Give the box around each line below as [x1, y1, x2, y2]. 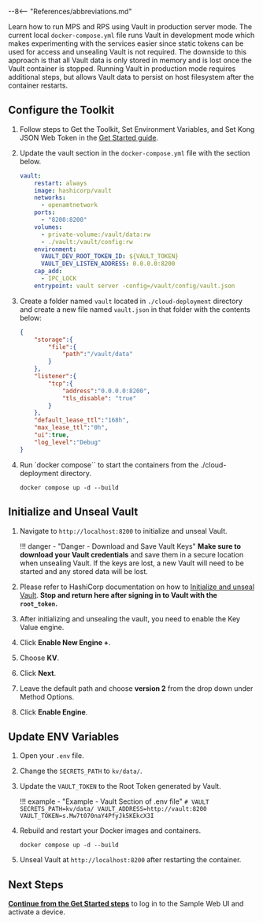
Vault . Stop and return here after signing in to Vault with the [19, 590, 218, 599]
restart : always [34, 179, 87, 187]
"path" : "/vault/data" [61, 351, 133, 358]
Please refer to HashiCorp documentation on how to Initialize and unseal [19, 582, 254, 591]
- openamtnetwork [40, 201, 98, 209]
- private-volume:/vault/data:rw [40, 231, 151, 238]
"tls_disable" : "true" [61, 394, 137, 402]
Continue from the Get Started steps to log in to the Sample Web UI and [8, 899, 244, 909]
